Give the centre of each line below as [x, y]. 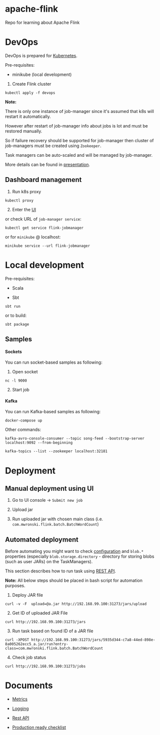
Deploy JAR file [27, 595]
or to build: [16, 315]
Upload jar [22, 510]
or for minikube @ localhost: [33, 237]
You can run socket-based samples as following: [54, 362]
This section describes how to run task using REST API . [61, 571]
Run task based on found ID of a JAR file [53, 631]
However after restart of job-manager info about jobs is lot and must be [77, 126]
